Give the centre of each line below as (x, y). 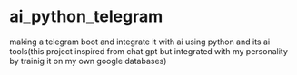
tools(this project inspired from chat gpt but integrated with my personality (149, 51)
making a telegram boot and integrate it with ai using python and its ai (140, 42)
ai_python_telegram (86, 17)
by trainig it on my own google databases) (88, 61)
